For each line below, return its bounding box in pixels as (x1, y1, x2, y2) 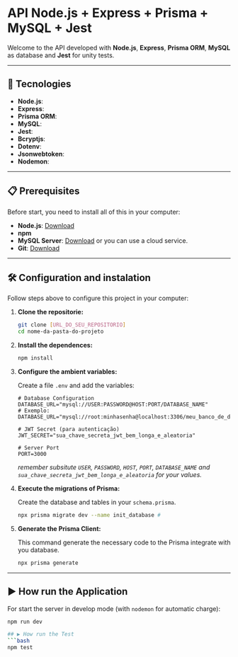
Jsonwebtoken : (17, 149, 65, 158)
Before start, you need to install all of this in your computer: (7, 207, 181, 216)
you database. (17, 545, 60, 554)
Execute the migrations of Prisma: (17, 484, 120, 493)
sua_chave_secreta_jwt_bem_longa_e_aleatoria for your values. (17, 471, 202, 479)
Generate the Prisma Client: (17, 524, 101, 532)
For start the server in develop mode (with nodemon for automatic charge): (7, 604, 221, 613)
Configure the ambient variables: (17, 367, 118, 376)
